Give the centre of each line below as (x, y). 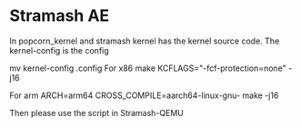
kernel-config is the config (59, 50)
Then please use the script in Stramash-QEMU (97, 112)
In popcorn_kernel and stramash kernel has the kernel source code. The (145, 41)
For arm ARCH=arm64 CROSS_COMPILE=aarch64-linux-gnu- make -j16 (144, 95)
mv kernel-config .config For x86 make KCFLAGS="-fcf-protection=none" (148, 68)
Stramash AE (60, 16)
